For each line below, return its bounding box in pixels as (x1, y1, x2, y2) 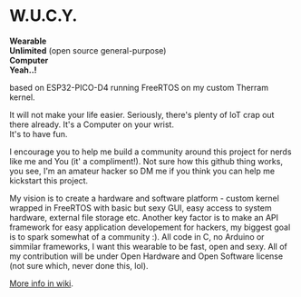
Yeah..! (9, 64, 37, 75)
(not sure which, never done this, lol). (9, 260, 149, 271)
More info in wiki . (9, 278, 74, 289)
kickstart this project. (9, 174, 89, 186)
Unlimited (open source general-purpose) (9, 45, 167, 55)
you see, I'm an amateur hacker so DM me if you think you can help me (9, 165, 275, 176)
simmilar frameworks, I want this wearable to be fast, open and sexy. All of (9, 241, 287, 252)
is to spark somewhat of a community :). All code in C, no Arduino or (9, 231, 265, 242)
